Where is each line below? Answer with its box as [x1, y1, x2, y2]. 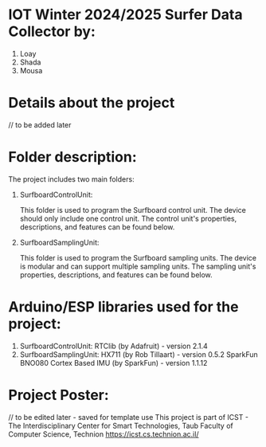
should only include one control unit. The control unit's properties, [19, 214, 237, 223]
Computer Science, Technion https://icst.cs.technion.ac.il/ [8, 429, 199, 439]
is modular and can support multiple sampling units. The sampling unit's [19, 261, 256, 271]
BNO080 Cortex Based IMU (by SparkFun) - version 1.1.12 [19, 358, 208, 367]
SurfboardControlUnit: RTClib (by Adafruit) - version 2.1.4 [19, 341, 209, 351]
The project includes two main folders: [8, 174, 135, 184]
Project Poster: [8, 386, 109, 404]
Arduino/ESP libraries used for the [8, 298, 239, 316]
